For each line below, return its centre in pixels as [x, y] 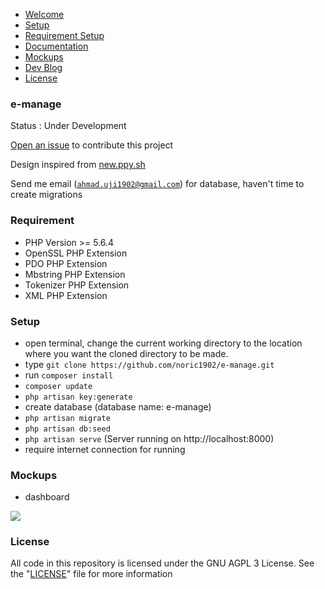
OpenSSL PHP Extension [76, 253]
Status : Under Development [68, 126]
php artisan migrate [67, 418]
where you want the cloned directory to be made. [126, 353]
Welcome [44, 14]
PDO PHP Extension [66, 263]
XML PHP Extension [66, 295]
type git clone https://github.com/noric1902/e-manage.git [149, 364]
